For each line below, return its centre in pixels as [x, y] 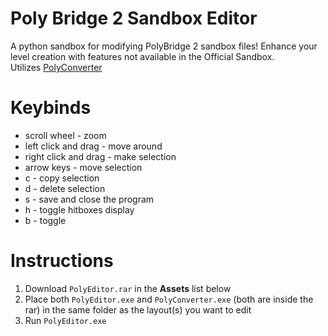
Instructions [62, 261]
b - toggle [45, 220]
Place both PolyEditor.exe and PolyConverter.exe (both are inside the [169, 299]
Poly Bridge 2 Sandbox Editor [134, 18]
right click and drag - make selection [100, 156]
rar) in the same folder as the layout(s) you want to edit [138, 309]
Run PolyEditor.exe [65, 320]
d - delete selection [65, 188]
